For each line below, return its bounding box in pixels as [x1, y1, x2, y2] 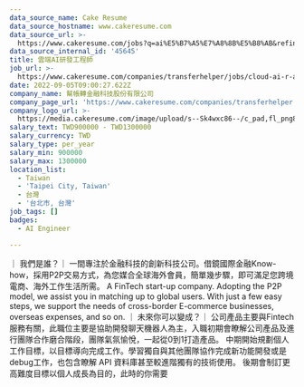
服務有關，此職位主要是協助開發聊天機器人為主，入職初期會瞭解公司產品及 [9, 323, 287, 334]
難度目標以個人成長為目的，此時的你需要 [16, 368, 168, 379]
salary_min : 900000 [9, 148, 83, 157]
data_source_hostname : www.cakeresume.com [9, 22, 172, 31]
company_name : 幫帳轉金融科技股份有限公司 [9, 89, 154, 98]
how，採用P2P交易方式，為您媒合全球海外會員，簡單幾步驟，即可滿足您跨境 [9, 269, 294, 280]
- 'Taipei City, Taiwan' [17, 182, 111, 191]
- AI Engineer [17, 224, 71, 233]
